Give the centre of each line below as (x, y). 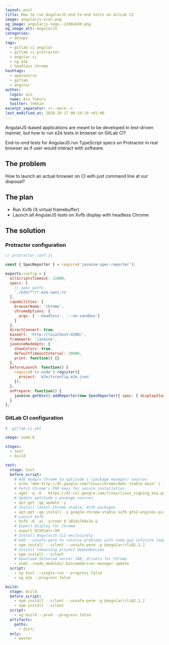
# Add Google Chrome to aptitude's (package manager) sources (81, 479)
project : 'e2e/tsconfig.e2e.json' (55, 377)
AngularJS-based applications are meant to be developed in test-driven (79, 127)
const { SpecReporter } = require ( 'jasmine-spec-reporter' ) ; (71, 265)
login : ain (21, 94)
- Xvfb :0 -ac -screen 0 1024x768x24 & (56, 521)
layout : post (19, 10)
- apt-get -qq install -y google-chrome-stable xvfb (71, 512)
